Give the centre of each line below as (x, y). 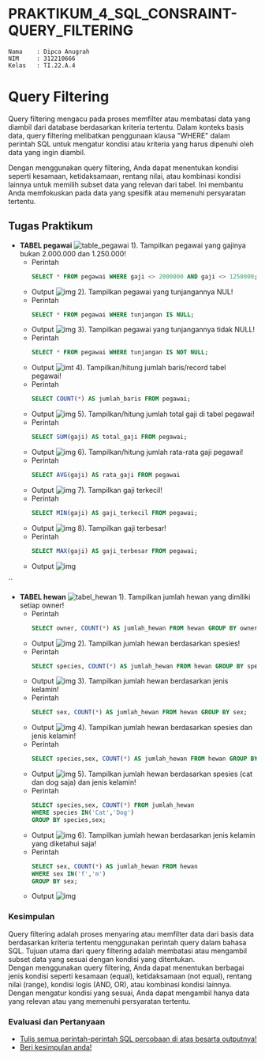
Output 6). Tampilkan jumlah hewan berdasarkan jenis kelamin (143, 835)
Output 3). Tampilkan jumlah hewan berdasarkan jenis (130, 681)
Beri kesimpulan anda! (56, 1047)
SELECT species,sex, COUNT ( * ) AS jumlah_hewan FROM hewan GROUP (139, 759)
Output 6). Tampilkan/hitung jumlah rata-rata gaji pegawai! (137, 452)
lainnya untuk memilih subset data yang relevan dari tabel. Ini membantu (126, 184)
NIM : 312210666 (42, 59)
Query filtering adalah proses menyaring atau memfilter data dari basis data (131, 933)
